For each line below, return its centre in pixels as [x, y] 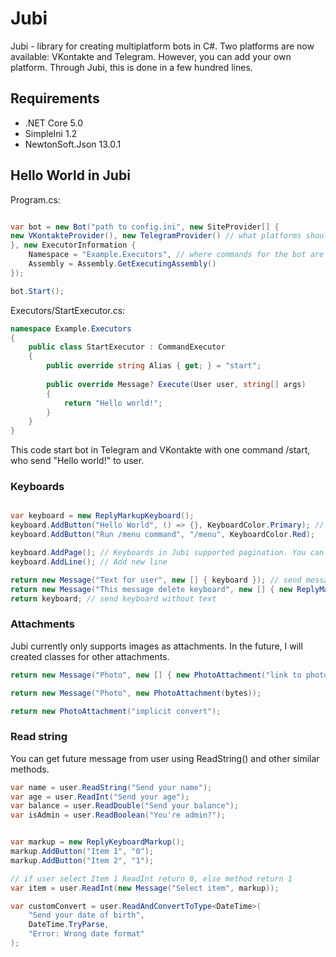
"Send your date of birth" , [86, 915]
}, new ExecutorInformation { [73, 245]
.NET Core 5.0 [53, 123]
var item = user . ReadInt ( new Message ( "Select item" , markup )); [145, 888]
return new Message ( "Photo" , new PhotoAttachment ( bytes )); [136, 693]
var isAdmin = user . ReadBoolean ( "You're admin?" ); [118, 815]
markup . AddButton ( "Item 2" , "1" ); [82, 860]
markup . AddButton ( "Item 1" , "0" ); [82, 852]
